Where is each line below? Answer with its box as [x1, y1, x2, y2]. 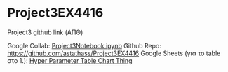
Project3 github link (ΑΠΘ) [7, 28, 83, 36]
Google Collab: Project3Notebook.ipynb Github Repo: [7, 41, 161, 50]
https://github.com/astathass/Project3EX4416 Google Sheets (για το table [7, 49, 221, 57]
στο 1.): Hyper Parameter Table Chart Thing [7, 56, 133, 64]
